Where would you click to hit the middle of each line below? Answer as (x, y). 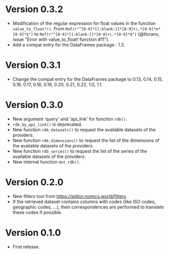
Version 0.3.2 (34, 9)
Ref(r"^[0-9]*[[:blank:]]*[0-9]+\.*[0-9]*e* (113, 29)
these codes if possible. (37, 212)
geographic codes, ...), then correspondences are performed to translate (88, 207)
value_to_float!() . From (38, 28)
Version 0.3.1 (33, 65)
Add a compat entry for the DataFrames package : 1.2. (69, 44)
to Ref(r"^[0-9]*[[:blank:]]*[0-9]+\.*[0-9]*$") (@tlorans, (97, 34)
